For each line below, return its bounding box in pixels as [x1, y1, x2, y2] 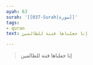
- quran [6, 25, 25, 31]
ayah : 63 [6, 8, 28, 15]
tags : [6, 19, 19, 25]
